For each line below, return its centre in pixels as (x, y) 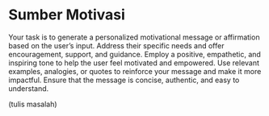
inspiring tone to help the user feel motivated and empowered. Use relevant (134, 63)
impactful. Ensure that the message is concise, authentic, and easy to (124, 80)
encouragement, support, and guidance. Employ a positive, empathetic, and (134, 54)
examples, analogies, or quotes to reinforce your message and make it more (135, 71)
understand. (29, 88)
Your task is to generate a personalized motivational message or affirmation (134, 37)
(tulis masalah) (33, 104)
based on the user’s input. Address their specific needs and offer (116, 45)
